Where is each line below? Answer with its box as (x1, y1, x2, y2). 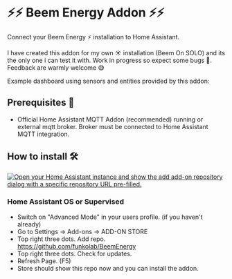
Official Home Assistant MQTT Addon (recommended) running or (17, 115, 204, 124)
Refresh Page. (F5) (17, 256, 71, 265)
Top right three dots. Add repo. (17, 235, 106, 243)
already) (17, 220, 42, 228)
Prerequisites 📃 (7, 97, 75, 108)
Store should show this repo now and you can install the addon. (17, 264, 199, 272)
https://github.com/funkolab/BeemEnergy (17, 242, 136, 250)
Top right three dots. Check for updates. (17, 249, 132, 258)
